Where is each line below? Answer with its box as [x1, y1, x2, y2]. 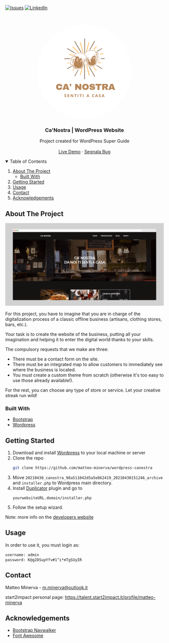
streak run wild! [5, 392, 38, 398]
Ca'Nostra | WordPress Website [45, 126, 124, 133]
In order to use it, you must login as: [5, 542, 79, 548]
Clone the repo [12, 455, 44, 461]
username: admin [5, 552, 39, 558]
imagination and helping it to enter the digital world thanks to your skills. [5, 336, 154, 342]
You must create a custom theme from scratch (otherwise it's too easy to [12, 372, 164, 378]
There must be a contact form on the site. [12, 356, 99, 362]
